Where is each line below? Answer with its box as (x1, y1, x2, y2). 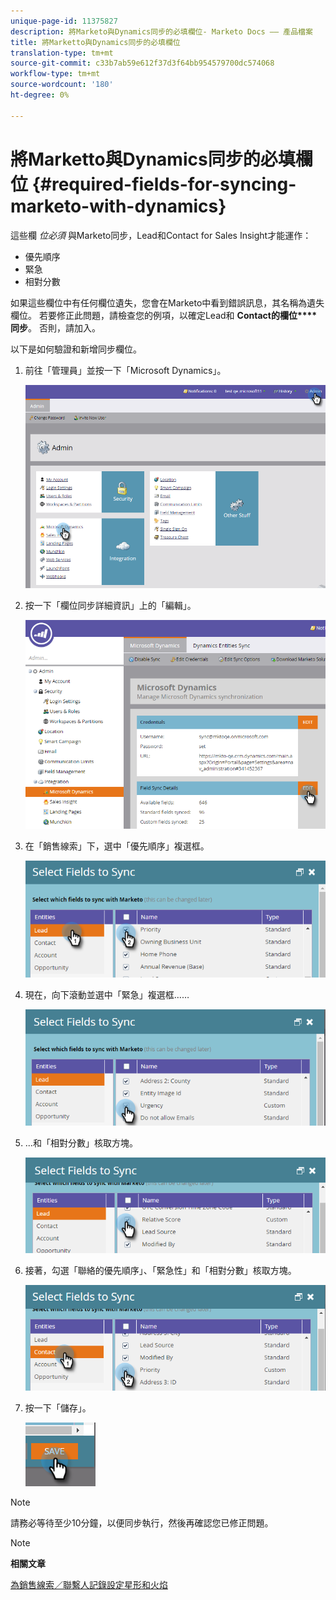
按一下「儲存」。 (24, 1401, 92, 1414)
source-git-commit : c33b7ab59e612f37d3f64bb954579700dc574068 (10, 58, 275, 69)
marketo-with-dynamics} (10, 195, 227, 217)
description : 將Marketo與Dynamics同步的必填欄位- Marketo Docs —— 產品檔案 (10, 26, 313, 37)
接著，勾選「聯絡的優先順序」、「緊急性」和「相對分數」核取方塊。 (24, 1264, 297, 1276)
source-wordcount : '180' (10, 80, 114, 90)
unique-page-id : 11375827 (10, 16, 118, 26)
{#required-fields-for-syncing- (31, 173, 297, 195)
